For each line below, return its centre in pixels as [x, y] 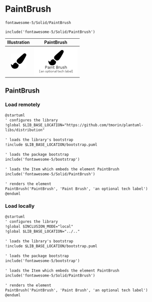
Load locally [20, 206]
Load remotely [23, 104]
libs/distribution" [25, 130]
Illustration [19, 42]
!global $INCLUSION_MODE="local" [39, 226]
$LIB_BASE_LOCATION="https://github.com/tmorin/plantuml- [83, 125]
